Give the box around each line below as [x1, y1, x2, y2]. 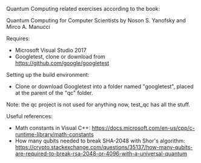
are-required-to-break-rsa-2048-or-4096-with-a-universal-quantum [15, 150, 188, 157]
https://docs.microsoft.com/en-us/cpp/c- [91, 124, 195, 132]
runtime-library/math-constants [15, 131, 94, 138]
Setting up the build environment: [6, 71, 90, 78]
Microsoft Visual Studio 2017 [15, 46, 87, 54]
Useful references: [6, 113, 53, 120]
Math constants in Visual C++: [15, 124, 91, 132]
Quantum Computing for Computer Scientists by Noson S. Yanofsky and [6, 17, 186, 24]
